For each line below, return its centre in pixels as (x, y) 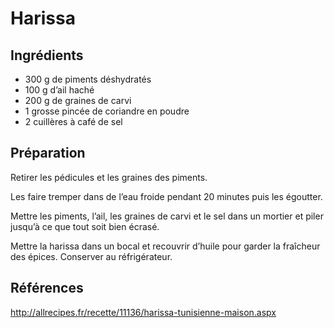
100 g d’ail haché (59, 90)
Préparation (48, 153)
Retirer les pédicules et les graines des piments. (109, 177)
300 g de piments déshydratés (88, 79)
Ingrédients (47, 55)
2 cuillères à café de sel (73, 121)
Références (47, 288)
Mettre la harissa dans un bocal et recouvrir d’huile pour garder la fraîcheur (165, 246)
